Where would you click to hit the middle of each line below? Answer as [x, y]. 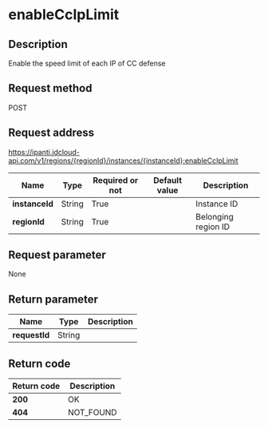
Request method [50, 88]
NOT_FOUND [92, 413]
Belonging [214, 216]
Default [167, 180]
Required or [116, 180]
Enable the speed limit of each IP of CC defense [87, 63]
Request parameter [57, 255]
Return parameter [53, 299]
